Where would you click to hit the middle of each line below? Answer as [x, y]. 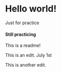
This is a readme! [23, 45]
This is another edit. [26, 65]
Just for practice [22, 23]
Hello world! [31, 9]
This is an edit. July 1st [28, 55]
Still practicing [21, 34]
